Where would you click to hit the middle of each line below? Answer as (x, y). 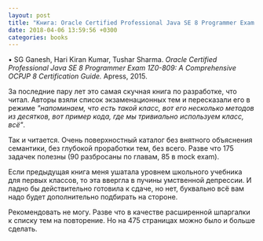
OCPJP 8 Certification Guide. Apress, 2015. (78, 76)
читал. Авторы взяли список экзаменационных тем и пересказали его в (129, 100)
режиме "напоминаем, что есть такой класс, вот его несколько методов (131, 108)
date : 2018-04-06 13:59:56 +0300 (63, 30)
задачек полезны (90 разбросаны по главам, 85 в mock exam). (114, 157)
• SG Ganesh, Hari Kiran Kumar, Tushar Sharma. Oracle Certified (113, 60)
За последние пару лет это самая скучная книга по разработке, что (122, 92)
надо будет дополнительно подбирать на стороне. (93, 197)
